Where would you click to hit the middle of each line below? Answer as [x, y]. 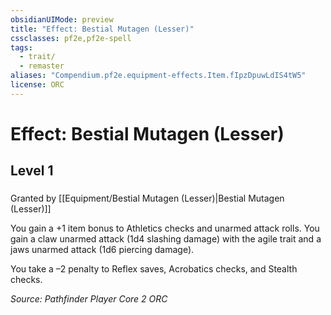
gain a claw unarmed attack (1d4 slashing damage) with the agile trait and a [166, 239]
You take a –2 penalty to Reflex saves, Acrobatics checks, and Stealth [154, 269]
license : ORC [37, 85]
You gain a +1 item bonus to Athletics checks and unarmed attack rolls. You [165, 228]
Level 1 [32, 171]
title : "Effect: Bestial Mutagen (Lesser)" [102, 29]
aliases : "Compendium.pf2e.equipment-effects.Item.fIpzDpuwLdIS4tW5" [158, 76]
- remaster [42, 66]
